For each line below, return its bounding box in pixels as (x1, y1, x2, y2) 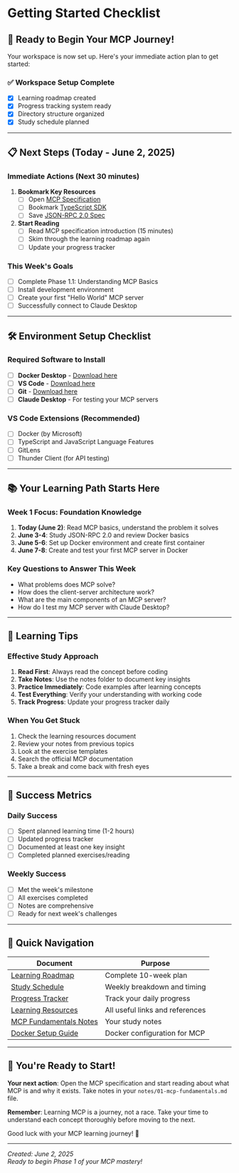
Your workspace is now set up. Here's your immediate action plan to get (7, 52, 219, 61)
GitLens (17, 446, 41, 454)
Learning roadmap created (17, 94, 96, 102)
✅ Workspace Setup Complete (7, 77, 115, 87)
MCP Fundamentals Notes (11, 1016, 98, 1026)
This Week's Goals (7, 261, 73, 271)
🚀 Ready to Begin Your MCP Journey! (7, 33, 175, 46)
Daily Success (7, 810, 58, 820)
